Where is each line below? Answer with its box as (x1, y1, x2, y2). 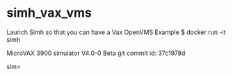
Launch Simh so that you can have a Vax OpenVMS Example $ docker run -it (6, 28, 226, 36)
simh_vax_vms (6, 5, 92, 21)
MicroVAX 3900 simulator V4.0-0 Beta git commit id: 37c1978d (6, 49, 186, 57)
